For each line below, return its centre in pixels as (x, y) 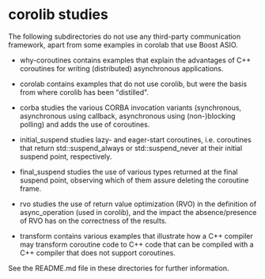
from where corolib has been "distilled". (84, 92)
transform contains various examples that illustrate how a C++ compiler (136, 236)
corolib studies (58, 15)
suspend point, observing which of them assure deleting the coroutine (134, 180)
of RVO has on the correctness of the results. (93, 221)
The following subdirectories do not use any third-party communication (125, 36)
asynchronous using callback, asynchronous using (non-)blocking (127, 115)
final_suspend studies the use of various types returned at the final (129, 172)
